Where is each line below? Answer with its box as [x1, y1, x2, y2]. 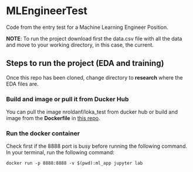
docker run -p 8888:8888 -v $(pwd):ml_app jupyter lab [6, 160, 143, 166]
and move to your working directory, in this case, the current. [6, 41, 154, 48]
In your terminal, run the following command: [6, 149, 114, 156]
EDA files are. [6, 80, 39, 87]
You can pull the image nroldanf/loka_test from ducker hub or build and [6, 108, 178, 115]
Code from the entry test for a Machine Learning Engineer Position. [6, 24, 168, 31]
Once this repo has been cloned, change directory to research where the [6, 74, 183, 81]
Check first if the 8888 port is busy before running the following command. [6, 143, 188, 150]
